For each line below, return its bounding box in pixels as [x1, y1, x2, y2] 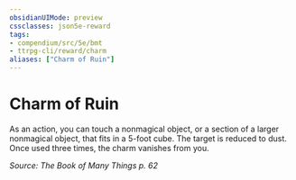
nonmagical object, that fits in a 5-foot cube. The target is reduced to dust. [9, 132, 287, 144]
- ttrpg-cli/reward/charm [9, 47, 106, 56]
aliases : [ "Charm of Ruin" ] [9, 55, 116, 64]
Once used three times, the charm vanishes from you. [9, 142, 209, 153]
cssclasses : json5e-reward [9, 22, 111, 31]
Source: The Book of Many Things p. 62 [9, 159, 158, 171]
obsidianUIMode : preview [9, 13, 103, 22]
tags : [9, 30, 30, 39]
